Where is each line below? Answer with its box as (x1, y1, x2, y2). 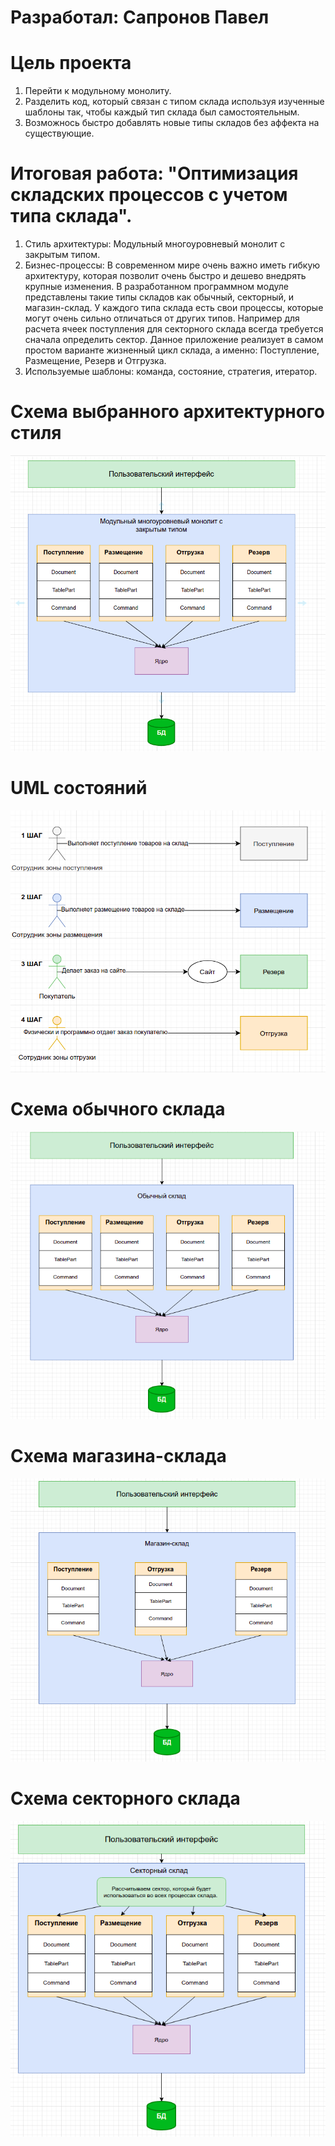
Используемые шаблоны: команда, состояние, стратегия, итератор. (24, 366, 318, 378)
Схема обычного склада (10, 1097, 226, 1120)
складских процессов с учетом (10, 184, 288, 206)
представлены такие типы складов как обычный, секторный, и (24, 291, 295, 303)
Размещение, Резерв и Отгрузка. (24, 355, 167, 367)
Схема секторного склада (10, 1787, 241, 1810)
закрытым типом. (24, 249, 101, 261)
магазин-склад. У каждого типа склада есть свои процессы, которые (24, 302, 324, 314)
